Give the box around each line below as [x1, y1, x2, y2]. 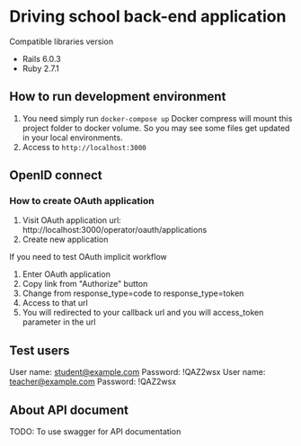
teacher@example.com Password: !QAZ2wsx [9, 376, 177, 388]
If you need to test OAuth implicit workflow [9, 252, 168, 263]
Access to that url [22, 298, 88, 308]
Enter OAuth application [22, 269, 111, 280]
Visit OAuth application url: [22, 215, 121, 226]
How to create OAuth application [9, 195, 155, 208]
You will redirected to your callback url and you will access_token [22, 308, 264, 318]
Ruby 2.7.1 [22, 63, 60, 74]
